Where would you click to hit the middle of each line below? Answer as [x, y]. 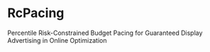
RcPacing [36, 13]
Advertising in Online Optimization [57, 40]
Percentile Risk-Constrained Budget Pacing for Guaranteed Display [105, 33]
